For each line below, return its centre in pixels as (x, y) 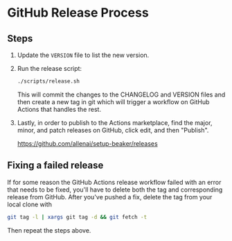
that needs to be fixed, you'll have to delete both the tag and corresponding (115, 190)
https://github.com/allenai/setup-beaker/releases (87, 143)
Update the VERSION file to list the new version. (83, 55)
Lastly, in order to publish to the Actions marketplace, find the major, (115, 122)
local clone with (29, 204)
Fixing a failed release (55, 166)
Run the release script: (49, 68)
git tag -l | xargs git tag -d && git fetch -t (77, 217)
